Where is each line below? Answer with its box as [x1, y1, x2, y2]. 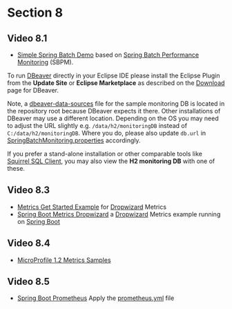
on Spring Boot [17, 217, 61, 225]
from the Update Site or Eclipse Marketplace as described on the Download [7, 79, 225, 87]
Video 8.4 [7, 237, 50, 250]
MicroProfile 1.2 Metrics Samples [17, 256, 112, 264]
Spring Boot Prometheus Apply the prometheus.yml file [17, 294, 175, 302]
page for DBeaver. [7, 86, 59, 94]
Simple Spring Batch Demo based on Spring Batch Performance [17, 50, 199, 59]
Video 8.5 [7, 276, 50, 288]
